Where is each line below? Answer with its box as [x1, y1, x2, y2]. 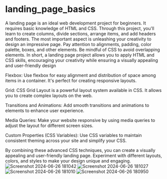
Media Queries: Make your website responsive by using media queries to [5, 117, 155, 123]
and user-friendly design [5, 62, 56, 68]
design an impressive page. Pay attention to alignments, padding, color [5, 41, 151, 47]
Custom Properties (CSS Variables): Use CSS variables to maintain [5, 132, 142, 138]
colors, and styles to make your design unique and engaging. [5, 157, 131, 163]
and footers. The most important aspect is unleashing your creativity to [5, 36, 151, 42]
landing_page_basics [5, 3, 96, 15]
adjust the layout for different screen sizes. [5, 122, 93, 128]
